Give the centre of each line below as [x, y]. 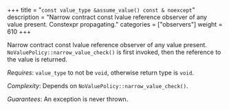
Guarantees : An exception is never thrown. [68, 99]
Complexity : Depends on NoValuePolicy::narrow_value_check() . [98, 86]
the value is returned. [37, 59]
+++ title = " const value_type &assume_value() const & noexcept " [101, 10]
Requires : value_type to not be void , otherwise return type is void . [101, 72]
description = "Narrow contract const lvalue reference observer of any [107, 17]
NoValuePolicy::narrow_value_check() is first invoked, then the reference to [114, 52]
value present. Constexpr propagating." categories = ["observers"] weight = [115, 24]
